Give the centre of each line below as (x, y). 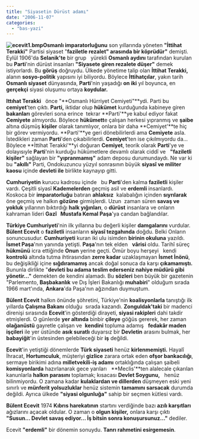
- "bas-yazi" (28, 28)
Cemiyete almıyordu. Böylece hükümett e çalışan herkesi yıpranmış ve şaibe (100, 120)
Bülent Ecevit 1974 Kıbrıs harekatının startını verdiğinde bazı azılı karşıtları (99, 406)
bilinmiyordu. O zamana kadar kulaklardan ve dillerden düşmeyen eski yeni (99, 381)
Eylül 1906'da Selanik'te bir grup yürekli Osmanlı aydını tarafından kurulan (99, 58)
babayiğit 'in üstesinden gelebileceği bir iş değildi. (67, 338)
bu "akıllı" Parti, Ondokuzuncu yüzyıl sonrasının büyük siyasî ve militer (94, 164)
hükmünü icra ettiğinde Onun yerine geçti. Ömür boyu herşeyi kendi (91, 251)
